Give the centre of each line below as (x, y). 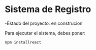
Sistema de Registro (48, 9)
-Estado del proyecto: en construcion (44, 23)
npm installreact (23, 42)
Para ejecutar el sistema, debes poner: (45, 33)
